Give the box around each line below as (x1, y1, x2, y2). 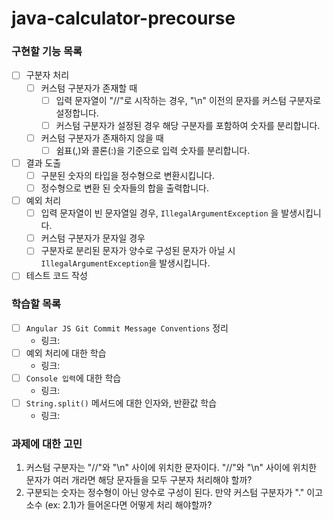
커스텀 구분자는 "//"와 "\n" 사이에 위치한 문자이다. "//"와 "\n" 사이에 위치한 (25, 462, 318, 474)
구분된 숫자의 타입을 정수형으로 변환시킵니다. (40, 169, 215, 181)
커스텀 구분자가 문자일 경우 (40, 232, 146, 244)
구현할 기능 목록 (11, 45, 83, 59)
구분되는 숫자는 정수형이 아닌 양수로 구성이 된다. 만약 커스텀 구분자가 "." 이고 (25, 487, 324, 499)
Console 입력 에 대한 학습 (25, 372, 122, 384)
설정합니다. (55, 107, 99, 119)
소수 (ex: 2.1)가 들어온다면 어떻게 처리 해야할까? (25, 499, 213, 511)
